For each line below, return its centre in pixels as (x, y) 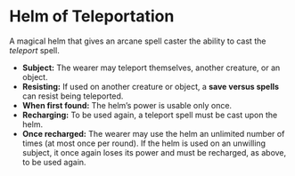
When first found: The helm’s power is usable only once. (127, 105)
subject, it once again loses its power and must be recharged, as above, (154, 152)
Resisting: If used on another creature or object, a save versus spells (150, 86)
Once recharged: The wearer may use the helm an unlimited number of (153, 133)
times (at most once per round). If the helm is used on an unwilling (143, 143)
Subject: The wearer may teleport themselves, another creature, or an (151, 68)
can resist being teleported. (73, 96)
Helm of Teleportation (92, 16)
